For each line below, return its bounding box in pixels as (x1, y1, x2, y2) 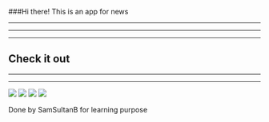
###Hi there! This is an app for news (8, 7, 129, 16)
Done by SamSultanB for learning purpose (8, 104, 148, 114)
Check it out (8, 52, 70, 66)
